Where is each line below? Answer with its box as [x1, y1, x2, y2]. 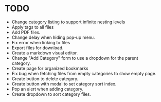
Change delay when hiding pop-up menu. [11, 34, 95, 40]
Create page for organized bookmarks [11, 65, 89, 71]
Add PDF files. [11, 29, 41, 35]
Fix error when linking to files [11, 39, 70, 45]
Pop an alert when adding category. [11, 86, 84, 92]
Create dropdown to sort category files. [11, 91, 91, 97]
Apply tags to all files [11, 24, 54, 30]
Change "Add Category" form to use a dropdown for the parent [11, 55, 138, 61]
